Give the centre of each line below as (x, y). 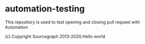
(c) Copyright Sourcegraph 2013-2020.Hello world (55, 36)
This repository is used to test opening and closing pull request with (72, 22)
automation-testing (45, 9)
